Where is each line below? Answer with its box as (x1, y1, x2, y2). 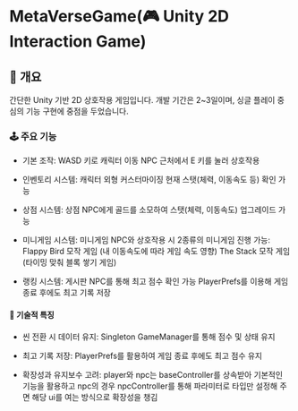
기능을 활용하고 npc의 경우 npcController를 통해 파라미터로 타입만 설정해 (21, 381, 278, 391)
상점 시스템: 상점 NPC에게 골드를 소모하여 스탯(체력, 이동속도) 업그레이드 (21, 204, 277, 215)
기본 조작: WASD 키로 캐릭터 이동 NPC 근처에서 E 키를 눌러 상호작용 (21, 155, 260, 166)
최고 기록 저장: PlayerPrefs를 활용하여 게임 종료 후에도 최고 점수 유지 (21, 350, 262, 361)
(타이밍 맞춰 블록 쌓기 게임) (21, 257, 117, 268)
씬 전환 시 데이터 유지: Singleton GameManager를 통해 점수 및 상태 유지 (21, 331, 276, 342)
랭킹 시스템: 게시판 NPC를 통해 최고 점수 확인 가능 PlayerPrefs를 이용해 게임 (21, 276, 289, 287)
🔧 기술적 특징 (9, 309, 55, 320)
